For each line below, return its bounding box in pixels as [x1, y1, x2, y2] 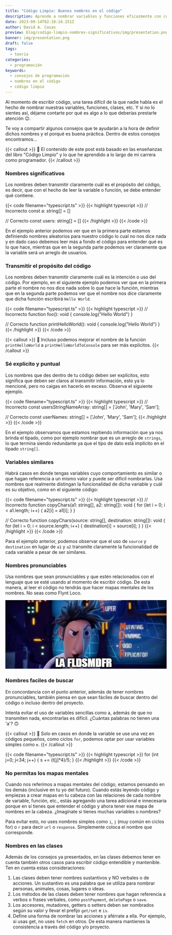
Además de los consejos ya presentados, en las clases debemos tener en [5, 854, 161, 860]
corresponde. [5, 830, 34, 836]
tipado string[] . [5, 445, 40, 452]
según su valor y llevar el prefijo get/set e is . [12, 907, 109, 914]
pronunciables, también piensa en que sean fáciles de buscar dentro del [5, 694, 158, 700]
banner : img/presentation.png [5, 35, 70, 41]
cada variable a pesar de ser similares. [5, 549, 87, 555]
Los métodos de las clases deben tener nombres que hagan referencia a [12, 891, 166, 897]
